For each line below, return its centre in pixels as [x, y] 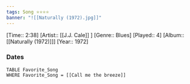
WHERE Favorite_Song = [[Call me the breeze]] [66, 75]
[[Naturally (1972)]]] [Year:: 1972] [47, 41]
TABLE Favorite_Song [32, 70]
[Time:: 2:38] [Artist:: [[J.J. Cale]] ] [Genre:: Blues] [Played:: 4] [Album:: [95, 35]
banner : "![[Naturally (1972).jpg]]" [54, 18]
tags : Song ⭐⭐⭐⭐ [28, 12]
